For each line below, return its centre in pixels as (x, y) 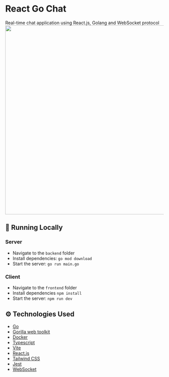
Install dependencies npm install (47, 293)
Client (13, 277)
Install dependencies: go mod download (52, 258)
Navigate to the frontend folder (45, 287)
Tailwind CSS (26, 358)
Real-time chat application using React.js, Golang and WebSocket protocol (82, 23)
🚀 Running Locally (34, 228)
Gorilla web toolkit (31, 332)
